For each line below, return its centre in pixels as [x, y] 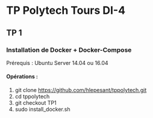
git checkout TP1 [36, 103]
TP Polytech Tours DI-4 [66, 11]
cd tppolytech [32, 96]
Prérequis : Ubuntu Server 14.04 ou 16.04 [57, 63]
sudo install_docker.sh [42, 110]
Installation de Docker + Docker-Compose [69, 50]
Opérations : [22, 76]
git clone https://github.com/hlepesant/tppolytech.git [81, 90]
